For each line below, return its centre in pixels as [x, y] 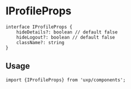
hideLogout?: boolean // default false [66, 37]
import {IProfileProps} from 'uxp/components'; [66, 80]
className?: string [40, 42]
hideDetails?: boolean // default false [67, 32]
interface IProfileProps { [39, 27]
